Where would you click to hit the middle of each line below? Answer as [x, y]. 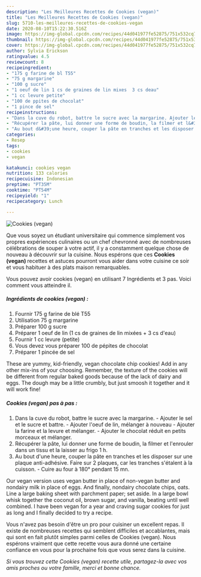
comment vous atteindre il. [39, 285]
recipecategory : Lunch [34, 201]
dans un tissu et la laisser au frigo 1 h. [61, 450]
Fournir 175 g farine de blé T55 [53, 314]
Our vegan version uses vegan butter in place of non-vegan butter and [93, 481]
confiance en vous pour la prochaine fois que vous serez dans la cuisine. [96, 550]
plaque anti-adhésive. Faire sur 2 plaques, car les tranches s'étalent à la [103, 463]
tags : [13, 146]
